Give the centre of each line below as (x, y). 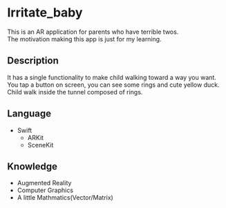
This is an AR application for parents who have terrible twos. (93, 32)
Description (33, 61)
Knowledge (32, 166)
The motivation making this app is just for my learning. (84, 39)
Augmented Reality (44, 183)
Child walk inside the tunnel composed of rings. (75, 92)
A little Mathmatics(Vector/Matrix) (65, 198)
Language (29, 114)
